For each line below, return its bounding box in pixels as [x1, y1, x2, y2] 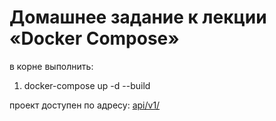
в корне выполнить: [9, 60, 94, 72]
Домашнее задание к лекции [9, 6, 267, 29]
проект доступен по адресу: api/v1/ [9, 99, 161, 111]
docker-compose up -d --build [23, 79, 151, 91]
